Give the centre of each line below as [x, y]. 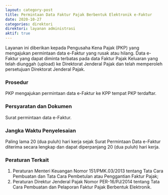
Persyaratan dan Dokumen [39, 107]
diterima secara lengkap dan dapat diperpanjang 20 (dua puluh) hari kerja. [82, 147]
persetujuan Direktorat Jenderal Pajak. [45, 69]
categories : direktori [29, 24]
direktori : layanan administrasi [40, 29]
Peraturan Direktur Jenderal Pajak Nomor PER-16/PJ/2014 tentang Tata [86, 182]
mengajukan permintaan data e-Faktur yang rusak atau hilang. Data [75, 53]
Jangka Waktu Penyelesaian [41, 130]
